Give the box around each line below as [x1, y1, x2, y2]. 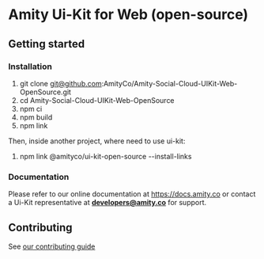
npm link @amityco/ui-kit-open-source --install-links [19, 151, 192, 161]
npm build [19, 112, 53, 122]
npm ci [19, 104, 43, 113]
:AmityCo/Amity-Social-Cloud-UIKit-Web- [101, 78, 238, 88]
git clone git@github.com [19, 78, 102, 88]
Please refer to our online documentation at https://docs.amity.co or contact [8, 189, 256, 199]
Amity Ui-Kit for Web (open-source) [8, 6, 249, 24]
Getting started [8, 37, 85, 51]
